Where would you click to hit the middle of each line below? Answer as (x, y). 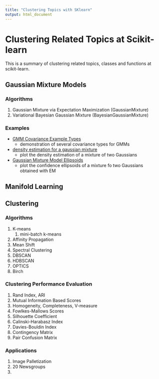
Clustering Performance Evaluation (49, 284)
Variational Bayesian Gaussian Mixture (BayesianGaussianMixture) (80, 115)
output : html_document (29, 14)
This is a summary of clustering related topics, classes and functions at (78, 63)
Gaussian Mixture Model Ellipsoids (48, 160)
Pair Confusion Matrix (35, 337)
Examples (17, 128)
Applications (21, 350)
